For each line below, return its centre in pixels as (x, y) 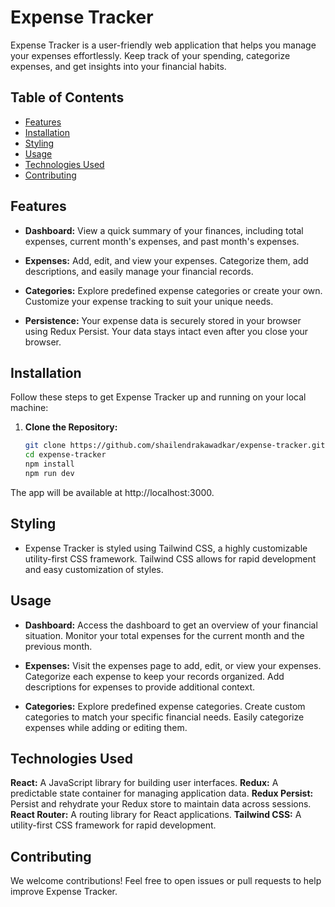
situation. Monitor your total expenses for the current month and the (164, 635)
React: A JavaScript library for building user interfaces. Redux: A (144, 783)
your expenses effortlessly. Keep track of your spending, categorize (150, 55)
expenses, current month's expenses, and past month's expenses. (162, 241)
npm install (49, 464)
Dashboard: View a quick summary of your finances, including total (164, 230)
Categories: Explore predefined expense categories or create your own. (173, 290)
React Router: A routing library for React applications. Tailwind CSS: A (156, 815)
